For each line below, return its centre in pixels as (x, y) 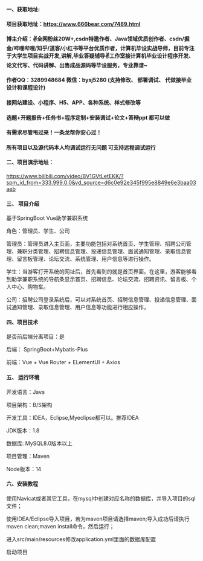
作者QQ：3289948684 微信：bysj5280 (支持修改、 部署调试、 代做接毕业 (99, 80)
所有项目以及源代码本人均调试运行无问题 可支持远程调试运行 (81, 147)
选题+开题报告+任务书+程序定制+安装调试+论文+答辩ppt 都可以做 (88, 117)
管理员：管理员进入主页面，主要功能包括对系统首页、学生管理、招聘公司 (96, 244)
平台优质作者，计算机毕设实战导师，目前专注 (139, 48)
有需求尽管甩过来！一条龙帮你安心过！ (54, 132)
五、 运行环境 (23, 377)
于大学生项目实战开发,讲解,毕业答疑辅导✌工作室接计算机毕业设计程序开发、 (100, 56)
